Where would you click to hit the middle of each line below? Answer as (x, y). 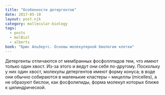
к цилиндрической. (26, 87)
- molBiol (20, 38)
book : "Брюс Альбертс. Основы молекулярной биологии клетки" (70, 47)
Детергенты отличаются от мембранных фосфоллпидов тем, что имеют (82, 61)
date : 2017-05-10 (23, 14)
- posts (18, 33)
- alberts (20, 42)
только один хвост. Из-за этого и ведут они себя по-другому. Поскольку (83, 66)
